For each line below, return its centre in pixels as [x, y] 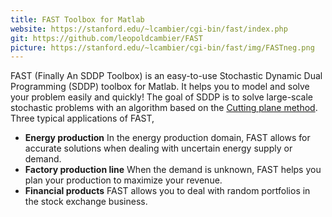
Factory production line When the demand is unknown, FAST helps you [173, 170]
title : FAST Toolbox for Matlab [77, 19]
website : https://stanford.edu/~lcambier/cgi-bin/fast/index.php [149, 29]
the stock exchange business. [86, 202]
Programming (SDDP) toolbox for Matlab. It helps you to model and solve [160, 87]
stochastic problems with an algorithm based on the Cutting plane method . [164, 108]
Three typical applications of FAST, [82, 118]
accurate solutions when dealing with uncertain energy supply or [158, 148]
